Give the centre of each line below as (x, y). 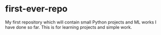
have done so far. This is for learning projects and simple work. (69, 27)
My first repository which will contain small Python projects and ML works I (81, 22)
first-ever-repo (36, 9)
